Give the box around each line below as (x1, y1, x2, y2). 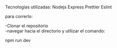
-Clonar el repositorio (5, 23, 48, 29)
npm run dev (5, 37, 31, 43)
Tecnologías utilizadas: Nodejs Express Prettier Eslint (5, 4, 112, 10)
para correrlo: (5, 14, 33, 19)
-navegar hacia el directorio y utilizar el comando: (5, 28, 105, 33)
